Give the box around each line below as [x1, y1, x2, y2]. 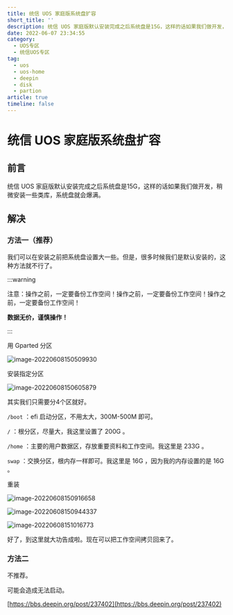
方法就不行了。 [12, 261, 56, 269]
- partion [13, 87, 42, 94]
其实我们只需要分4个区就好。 [7, 397, 91, 406]
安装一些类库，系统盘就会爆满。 [12, 190, 105, 199]
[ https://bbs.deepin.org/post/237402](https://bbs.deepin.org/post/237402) [7, 600, 222, 608]
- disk [13, 81, 33, 88]
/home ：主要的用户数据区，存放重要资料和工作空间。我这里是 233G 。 [7, 441, 208, 450]
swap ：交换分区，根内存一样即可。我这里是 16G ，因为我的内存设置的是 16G [7, 456, 225, 465]
